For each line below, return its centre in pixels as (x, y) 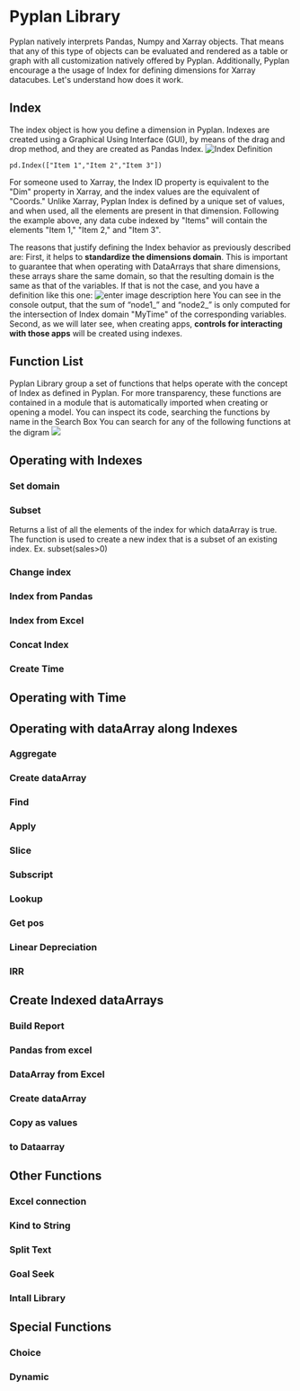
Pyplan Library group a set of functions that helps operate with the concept (149, 383)
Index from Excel (47, 620)
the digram (29, 432)
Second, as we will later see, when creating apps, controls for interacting (146, 323)
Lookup (26, 899)
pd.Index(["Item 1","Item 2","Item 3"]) (86, 165)
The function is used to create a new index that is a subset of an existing (144, 539)
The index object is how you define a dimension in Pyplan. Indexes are (140, 130)
